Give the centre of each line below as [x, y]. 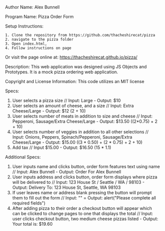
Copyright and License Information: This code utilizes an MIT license [75, 81]
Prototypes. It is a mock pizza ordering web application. [62, 72]
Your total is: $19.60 [32, 224]
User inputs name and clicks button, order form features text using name [86, 166]
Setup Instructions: [24, 26]
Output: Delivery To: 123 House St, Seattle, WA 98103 [66, 187]
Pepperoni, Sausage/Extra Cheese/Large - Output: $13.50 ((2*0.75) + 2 [85, 121]
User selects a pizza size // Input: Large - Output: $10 [66, 101]
